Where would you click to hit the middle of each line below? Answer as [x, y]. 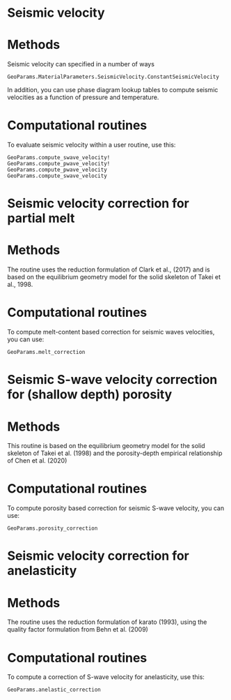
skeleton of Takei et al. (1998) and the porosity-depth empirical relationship [115, 453]
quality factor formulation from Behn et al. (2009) [78, 630]
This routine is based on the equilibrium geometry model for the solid [106, 446]
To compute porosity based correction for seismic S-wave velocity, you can [116, 508]
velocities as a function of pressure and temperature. [83, 97]
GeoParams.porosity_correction [53, 528]
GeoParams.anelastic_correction [54, 690]
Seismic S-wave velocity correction [112, 380]
